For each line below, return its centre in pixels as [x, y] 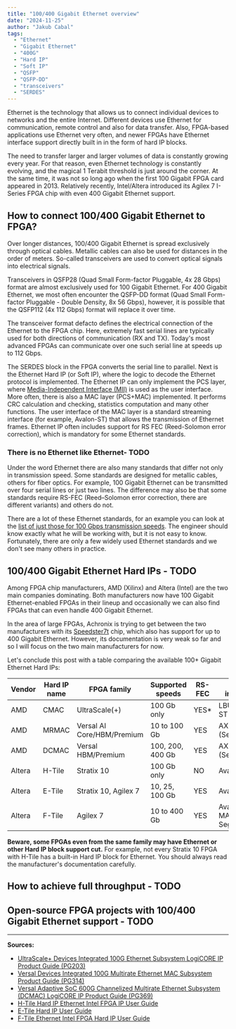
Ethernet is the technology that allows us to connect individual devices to [113, 113]
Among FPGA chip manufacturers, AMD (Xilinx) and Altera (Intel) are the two [118, 588]
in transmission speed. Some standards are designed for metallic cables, [112, 475]
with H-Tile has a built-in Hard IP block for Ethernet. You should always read [117, 857]
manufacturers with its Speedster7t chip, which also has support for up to [114, 632]
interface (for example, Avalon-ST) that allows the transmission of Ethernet [116, 419]
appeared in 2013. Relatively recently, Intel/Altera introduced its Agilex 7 [111, 186]
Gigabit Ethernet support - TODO [81, 921]
